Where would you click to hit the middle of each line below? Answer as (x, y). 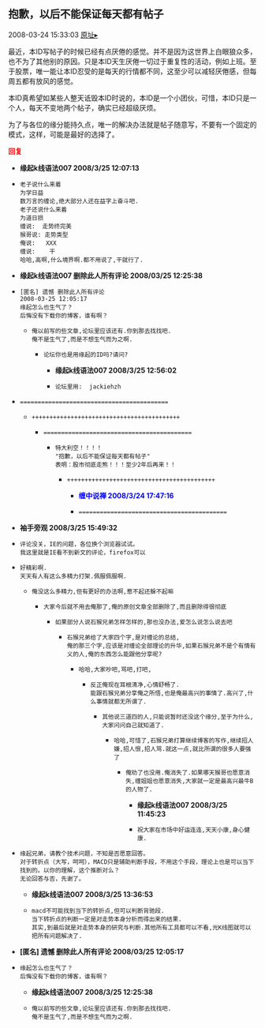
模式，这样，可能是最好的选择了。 (63, 134)
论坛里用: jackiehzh (88, 386)
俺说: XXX (38, 243)
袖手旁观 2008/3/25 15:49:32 (69, 527)
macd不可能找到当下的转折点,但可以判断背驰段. (98, 910)
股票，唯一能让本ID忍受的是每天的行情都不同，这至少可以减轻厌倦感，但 (132, 71)
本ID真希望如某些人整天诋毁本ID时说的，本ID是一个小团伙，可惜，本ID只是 (129, 98)
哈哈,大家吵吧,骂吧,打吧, (115, 670)
